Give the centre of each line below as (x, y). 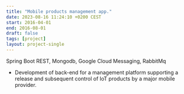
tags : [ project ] (26, 39)
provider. (25, 85)
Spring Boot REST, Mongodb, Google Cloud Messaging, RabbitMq (86, 61)
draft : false (22, 33)
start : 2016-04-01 (29, 22)
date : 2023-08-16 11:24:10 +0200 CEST (54, 17)
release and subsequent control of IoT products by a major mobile (95, 78)
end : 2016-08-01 (26, 28)
